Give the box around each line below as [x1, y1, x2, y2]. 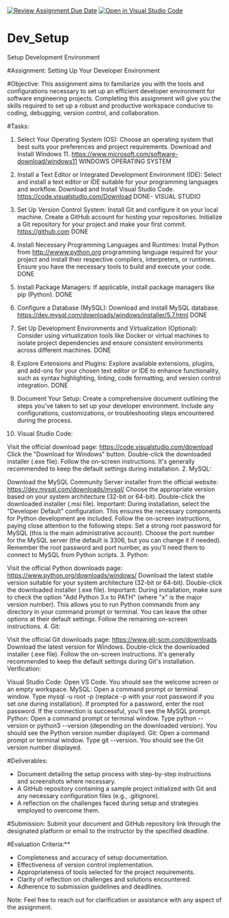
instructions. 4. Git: [7, 622, 61, 630]
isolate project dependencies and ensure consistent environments [16, 338, 204, 347]
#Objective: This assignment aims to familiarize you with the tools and [7, 79, 204, 88]
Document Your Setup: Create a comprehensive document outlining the [16, 394, 219, 402]
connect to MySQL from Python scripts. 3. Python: [7, 550, 149, 558]
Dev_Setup [7, 31, 70, 46]
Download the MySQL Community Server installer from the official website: [7, 477, 219, 486]
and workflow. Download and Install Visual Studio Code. [16, 185, 175, 193]
